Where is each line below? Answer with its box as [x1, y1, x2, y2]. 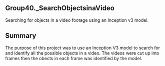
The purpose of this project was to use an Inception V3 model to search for [5, 45, 160, 51]
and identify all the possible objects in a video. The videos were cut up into [5, 50, 159, 56]
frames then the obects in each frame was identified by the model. [5, 55, 142, 61]
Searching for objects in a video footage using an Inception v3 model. [5, 17, 149, 23]
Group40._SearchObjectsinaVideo [5, 4, 115, 12]
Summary [5, 32, 36, 40]
